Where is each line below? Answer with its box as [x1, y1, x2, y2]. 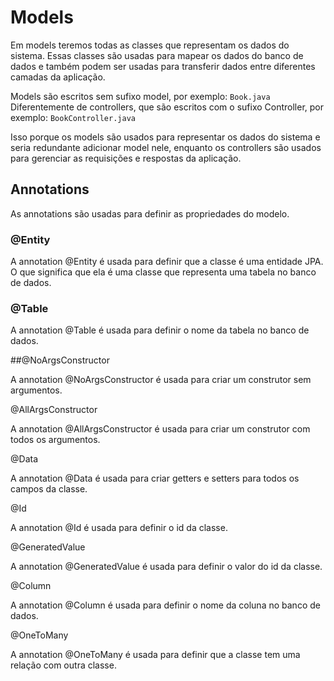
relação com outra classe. [10, 659, 117, 671]
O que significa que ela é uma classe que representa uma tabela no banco [10, 266, 317, 278]
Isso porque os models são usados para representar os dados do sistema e [10, 131, 321, 143]
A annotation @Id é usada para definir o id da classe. [10, 522, 228, 534]
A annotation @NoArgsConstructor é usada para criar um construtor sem [10, 374, 312, 386]
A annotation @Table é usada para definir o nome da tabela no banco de [10, 324, 310, 336]
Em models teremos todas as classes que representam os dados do [10, 39, 290, 51]
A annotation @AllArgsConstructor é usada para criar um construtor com [10, 423, 311, 435]
